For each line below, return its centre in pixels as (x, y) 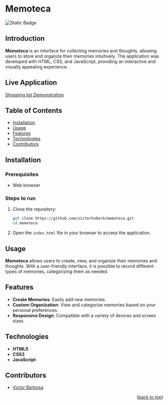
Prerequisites (22, 174)
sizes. (19, 321)
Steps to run (21, 198)
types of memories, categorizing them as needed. (57, 271)
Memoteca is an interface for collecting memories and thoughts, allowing (81, 50)
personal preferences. (35, 310)
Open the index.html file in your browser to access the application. (81, 233)
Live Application (31, 83)
